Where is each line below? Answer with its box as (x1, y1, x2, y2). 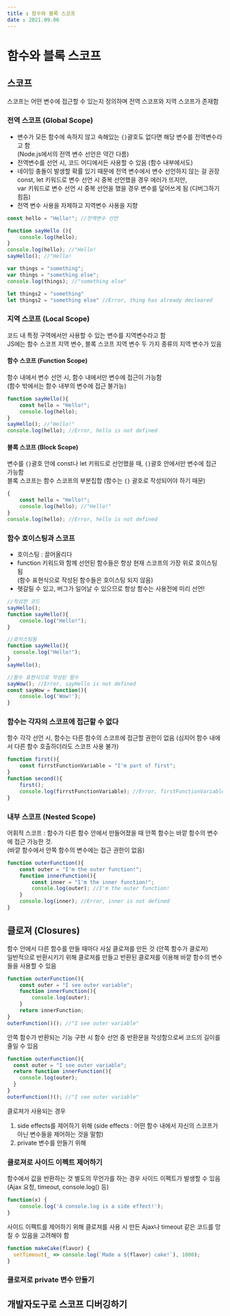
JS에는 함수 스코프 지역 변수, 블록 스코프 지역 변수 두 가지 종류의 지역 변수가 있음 (7, 339, 222, 348)
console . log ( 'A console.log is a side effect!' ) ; (19, 1203, 164, 1210)
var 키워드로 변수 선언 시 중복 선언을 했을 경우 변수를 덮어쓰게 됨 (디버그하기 (16, 184, 220, 192)
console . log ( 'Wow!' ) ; (19, 693, 81, 700)
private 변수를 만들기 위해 (16, 1138, 87, 1147)
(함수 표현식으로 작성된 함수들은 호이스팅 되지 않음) (16, 576, 153, 584)
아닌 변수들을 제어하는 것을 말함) (16, 1129, 104, 1138)
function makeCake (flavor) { (7, 1245, 90, 1252)
